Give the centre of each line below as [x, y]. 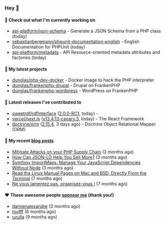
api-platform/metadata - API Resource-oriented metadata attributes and [86, 52]
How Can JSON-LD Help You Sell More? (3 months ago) [69, 157]
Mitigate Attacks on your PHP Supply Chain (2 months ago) [73, 151]
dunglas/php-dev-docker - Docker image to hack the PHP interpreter [83, 80]
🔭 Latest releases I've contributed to [43, 102]
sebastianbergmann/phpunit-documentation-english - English [75, 41]
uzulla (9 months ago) [34, 216]
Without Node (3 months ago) [42, 167]
